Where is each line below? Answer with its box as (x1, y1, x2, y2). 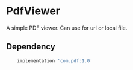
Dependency (6, 42, 55, 52)
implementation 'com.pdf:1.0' (17, 57, 93, 64)
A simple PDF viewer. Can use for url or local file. (6, 24, 128, 31)
